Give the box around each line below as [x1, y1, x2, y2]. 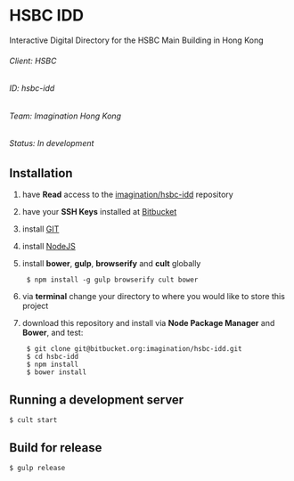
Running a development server [9, 392, 184, 407]
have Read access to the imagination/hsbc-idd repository [21, 189, 233, 200]
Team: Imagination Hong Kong [9, 110, 122, 121]
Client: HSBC [9, 55, 57, 66]
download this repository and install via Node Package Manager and [21, 318, 275, 329]
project [21, 300, 49, 312]
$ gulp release [9, 464, 66, 473]
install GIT [21, 224, 60, 234]
